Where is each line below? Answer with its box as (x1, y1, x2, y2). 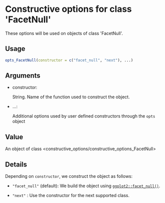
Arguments (5, 72, 41, 80)
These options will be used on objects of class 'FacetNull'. (5, 30, 123, 36)
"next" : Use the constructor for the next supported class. (12, 193, 130, 199)
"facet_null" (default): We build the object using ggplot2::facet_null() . (12, 183, 161, 189)
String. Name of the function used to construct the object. (12, 94, 130, 100)
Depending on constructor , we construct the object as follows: (5, 173, 133, 179)
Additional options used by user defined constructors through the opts (12, 113, 156, 119)
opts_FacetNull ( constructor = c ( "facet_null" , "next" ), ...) (5, 58, 133, 63)
